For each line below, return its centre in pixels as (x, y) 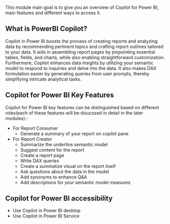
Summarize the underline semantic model (64, 144)
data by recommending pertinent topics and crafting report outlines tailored (84, 46)
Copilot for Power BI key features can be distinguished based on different (82, 107)
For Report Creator (32, 139)
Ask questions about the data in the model (65, 171)
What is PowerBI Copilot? (46, 29)
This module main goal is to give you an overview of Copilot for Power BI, (82, 7)
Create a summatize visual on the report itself (68, 166)
